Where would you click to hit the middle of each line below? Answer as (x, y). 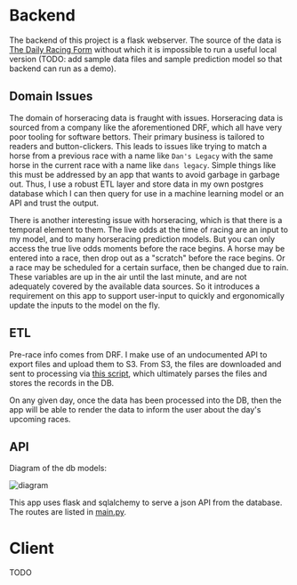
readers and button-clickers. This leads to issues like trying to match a (138, 146)
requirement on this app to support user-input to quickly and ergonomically (147, 295)
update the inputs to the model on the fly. (85, 305)
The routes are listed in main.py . (68, 512)
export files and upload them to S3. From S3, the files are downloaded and (145, 364)
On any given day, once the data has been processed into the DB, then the (145, 400)
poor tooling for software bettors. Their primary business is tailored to (137, 136)
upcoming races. (40, 419)
